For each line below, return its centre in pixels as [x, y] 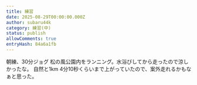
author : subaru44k [29, 22]
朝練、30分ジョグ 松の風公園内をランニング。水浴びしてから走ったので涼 [95, 62]
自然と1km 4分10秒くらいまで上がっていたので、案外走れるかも [110, 69]
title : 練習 [20, 11]
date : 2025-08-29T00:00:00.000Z [46, 17]
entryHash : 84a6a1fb [31, 45]
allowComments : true [31, 39]
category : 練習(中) [29, 28]
